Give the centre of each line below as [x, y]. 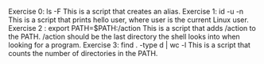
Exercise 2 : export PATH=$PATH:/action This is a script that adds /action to [132, 28]
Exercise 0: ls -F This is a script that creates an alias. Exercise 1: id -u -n [126, 11]
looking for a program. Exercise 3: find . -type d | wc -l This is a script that [129, 45]
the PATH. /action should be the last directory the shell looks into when [124, 36]
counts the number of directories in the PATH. [83, 53]
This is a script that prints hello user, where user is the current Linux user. [128, 20]
